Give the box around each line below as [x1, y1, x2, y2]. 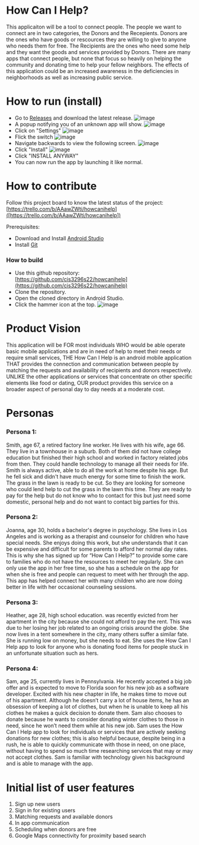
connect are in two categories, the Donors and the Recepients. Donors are [6, 29, 188, 36]
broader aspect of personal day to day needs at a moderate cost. [6, 386, 165, 393]
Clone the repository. [14, 288, 66, 296]
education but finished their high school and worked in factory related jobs [6, 454, 188, 461]
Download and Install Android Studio [14, 234, 104, 241]
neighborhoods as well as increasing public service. [6, 74, 133, 81]
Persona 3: [6, 598, 38, 607]
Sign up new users [14, 800, 60, 808]
